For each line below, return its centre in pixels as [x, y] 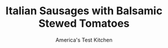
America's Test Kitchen [84, 40]
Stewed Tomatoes [84, 23]
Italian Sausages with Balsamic [84, 11]
